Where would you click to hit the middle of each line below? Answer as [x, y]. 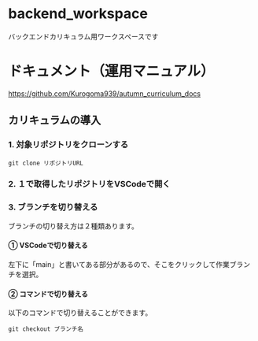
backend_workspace [78, 14]
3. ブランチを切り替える [53, 207]
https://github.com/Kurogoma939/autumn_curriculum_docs [105, 93]
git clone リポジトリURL [46, 163]
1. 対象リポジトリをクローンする [68, 145]
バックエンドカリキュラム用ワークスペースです [83, 36]
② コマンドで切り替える [48, 294]
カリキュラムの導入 [55, 120]
